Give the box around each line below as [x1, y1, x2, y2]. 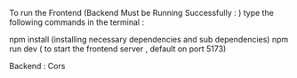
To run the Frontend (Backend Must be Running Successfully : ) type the [9, 8, 274, 18]
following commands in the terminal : [9, 17, 145, 27]
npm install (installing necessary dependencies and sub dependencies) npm [9, 35, 289, 44]
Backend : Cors [9, 61, 66, 71]
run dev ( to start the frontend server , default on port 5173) [9, 43, 227, 54]
